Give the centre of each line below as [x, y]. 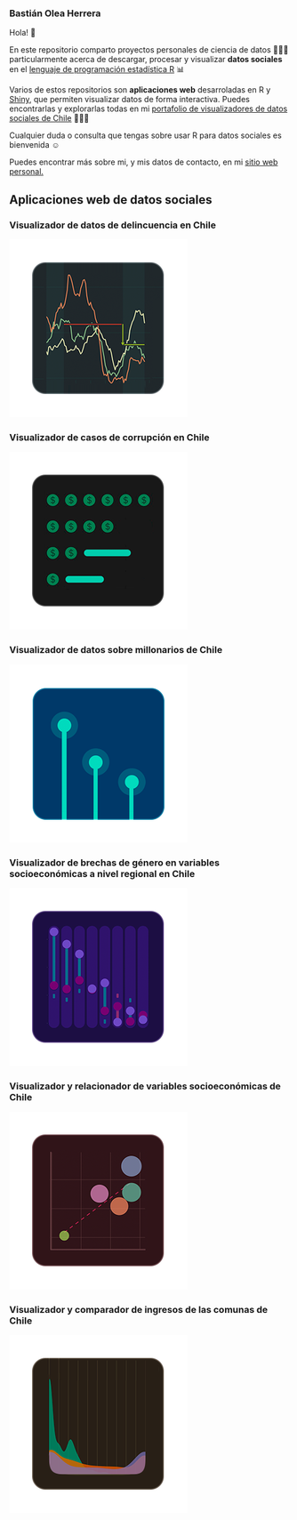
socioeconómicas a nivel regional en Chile [102, 873]
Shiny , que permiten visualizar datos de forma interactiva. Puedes [130, 100]
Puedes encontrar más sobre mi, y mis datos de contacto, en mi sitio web [144, 162]
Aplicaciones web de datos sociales [111, 200]
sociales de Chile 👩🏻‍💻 [49, 118]
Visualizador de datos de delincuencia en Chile [112, 225]
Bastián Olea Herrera [55, 13]
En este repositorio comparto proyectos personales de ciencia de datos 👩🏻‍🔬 [149, 50]
